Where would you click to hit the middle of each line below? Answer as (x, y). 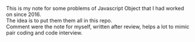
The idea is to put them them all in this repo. (59, 20)
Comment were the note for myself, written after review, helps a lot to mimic (98, 26)
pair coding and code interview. (44, 33)
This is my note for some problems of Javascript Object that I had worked (95, 8)
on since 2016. (24, 14)
